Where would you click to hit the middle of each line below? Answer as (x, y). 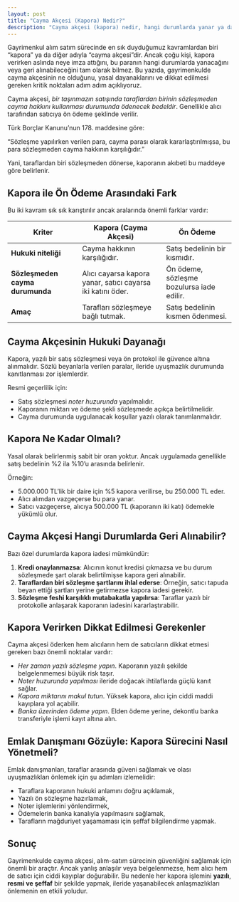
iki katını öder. (105, 291)
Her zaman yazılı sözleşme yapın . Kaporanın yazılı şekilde (103, 666)
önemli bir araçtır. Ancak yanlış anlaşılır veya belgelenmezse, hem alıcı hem (117, 869)
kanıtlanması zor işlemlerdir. (48, 374)
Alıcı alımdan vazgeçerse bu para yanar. (76, 498)
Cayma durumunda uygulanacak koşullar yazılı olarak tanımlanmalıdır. (119, 416)
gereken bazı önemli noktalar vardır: (60, 652)
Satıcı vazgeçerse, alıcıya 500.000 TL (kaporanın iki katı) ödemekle (116, 506)
